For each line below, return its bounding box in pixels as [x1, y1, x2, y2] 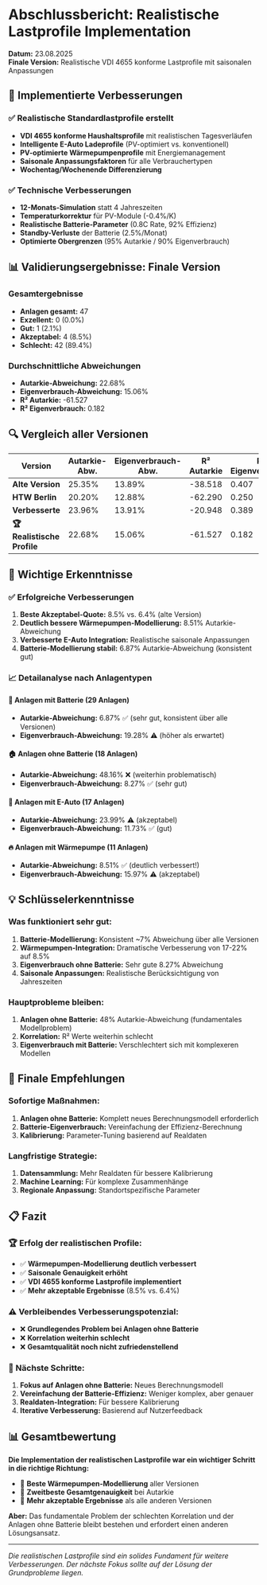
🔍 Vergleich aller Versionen [8, 427, 149, 441]
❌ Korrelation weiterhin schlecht [19, 1333, 130, 1343]
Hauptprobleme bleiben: [8, 997, 105, 1008]
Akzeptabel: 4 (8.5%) [19, 332, 92, 342]
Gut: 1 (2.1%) [19, 323, 62, 333]
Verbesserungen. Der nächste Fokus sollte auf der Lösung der [8, 1560, 213, 1569]
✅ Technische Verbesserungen [8, 185, 132, 196]
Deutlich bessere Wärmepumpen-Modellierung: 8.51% [19, 619, 204, 628]
